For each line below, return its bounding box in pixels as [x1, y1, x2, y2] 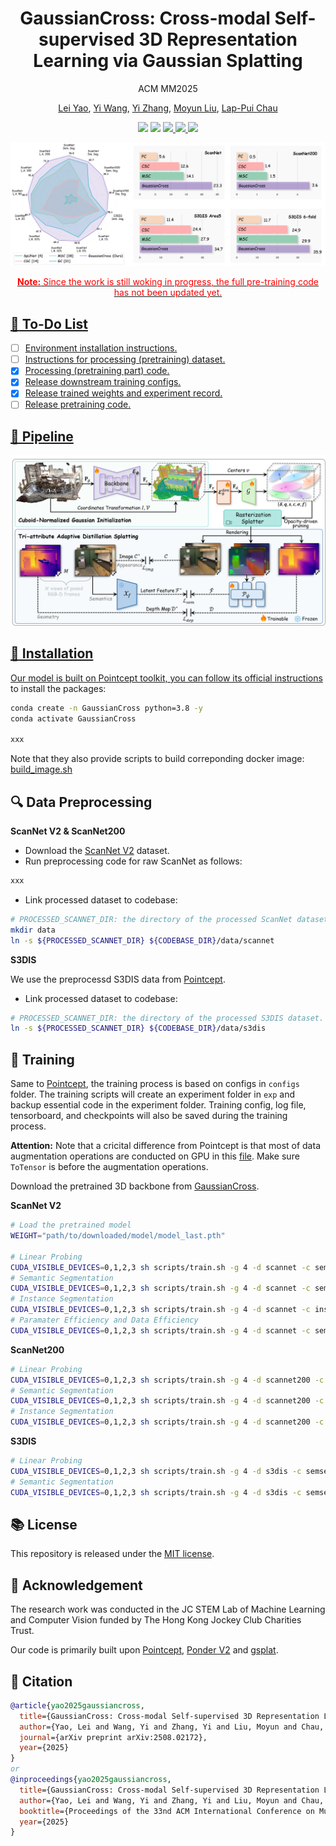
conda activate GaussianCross [10, 713, 137, 724]
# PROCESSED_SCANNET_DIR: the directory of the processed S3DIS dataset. [10, 1013, 325, 1023]
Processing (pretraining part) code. [24, 365, 170, 377]
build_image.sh [10, 763, 73, 776]
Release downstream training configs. [24, 376, 182, 388]
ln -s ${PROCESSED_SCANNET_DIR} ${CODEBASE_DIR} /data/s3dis [10, 1023, 267, 1034]
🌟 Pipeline [10, 428, 74, 445]
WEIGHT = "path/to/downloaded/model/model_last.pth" [10, 1231, 226, 1241]
